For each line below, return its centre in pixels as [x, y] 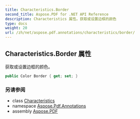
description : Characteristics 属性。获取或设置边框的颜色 [61, 19]
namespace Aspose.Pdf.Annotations [49, 106]
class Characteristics [33, 100]
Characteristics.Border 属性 [48, 54]
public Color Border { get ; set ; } [42, 76]
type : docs [16, 23]
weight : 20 [16, 28]
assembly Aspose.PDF [35, 111]
